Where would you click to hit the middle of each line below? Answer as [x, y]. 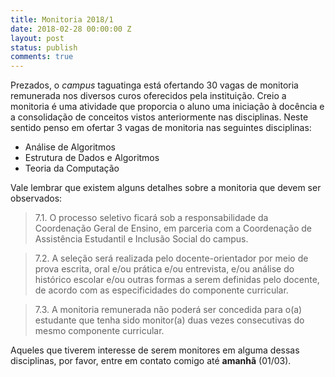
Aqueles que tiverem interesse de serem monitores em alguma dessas [155, 350]
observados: [36, 198]
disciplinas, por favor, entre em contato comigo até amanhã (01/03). [151, 361]
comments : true [42, 57]
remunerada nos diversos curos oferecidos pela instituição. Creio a [148, 96]
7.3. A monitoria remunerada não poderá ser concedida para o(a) [168, 310]
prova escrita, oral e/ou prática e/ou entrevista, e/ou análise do [164, 269]
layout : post [37, 38]
